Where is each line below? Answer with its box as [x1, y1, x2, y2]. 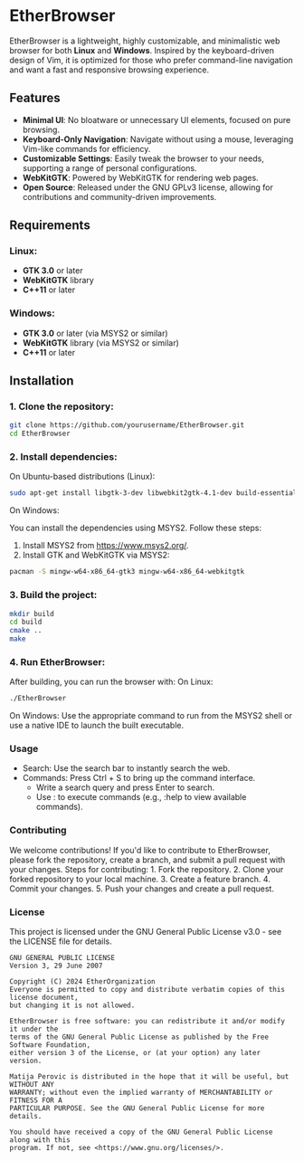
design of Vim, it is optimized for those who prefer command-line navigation [9, 54, 294, 65]
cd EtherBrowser [9, 429, 71, 439]
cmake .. [9, 626, 43, 635]
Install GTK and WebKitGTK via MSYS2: [22, 549, 170, 561]
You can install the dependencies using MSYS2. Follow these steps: [9, 522, 262, 534]
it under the [9, 1024, 59, 1034]
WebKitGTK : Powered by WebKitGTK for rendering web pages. [22, 172, 260, 183]
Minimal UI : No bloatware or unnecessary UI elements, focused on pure [22, 114, 291, 125]
